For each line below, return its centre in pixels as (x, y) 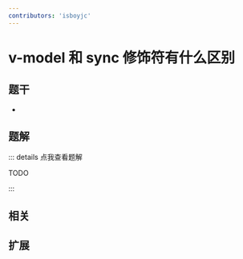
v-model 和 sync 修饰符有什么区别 (121, 58)
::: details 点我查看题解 (45, 157)
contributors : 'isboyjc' (50, 16)
